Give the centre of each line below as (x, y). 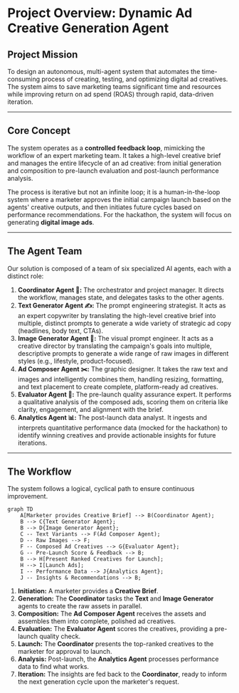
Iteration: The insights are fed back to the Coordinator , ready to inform (122, 675)
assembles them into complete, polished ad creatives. (97, 621)
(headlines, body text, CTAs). (60, 330)
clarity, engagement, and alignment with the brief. (90, 409)
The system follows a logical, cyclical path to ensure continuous (101, 489)
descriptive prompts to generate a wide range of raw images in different (123, 353)
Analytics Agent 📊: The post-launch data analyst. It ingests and (112, 417)
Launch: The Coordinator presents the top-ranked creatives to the (116, 644)
